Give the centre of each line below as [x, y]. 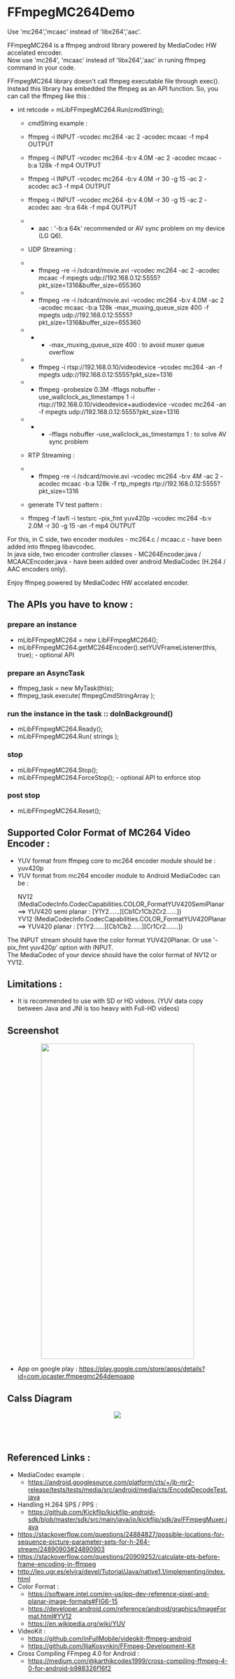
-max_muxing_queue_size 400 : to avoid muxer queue [127, 345]
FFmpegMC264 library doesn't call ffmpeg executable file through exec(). [114, 81]
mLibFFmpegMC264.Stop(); [58, 770]
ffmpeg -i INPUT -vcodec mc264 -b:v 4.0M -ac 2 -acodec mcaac [122, 158]
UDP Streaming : [52, 249]
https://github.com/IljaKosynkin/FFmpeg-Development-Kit [112, 1646]
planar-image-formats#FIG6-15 [73, 1601]
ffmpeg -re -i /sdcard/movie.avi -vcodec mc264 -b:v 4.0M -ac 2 [131, 300]
